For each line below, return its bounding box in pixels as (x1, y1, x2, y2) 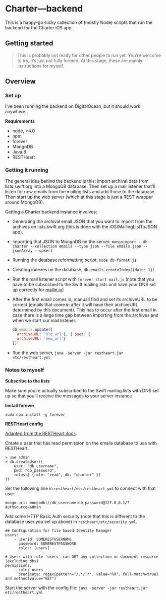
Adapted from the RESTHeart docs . (5, 430, 77, 436)
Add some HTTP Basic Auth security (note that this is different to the (5, 513, 145, 519)
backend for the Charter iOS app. (5, 24, 73, 30)
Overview (5, 77, 36, 86)
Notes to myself (5, 367, 45, 374)
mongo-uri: (5, 500, 28, 505)
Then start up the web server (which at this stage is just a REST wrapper (5, 194, 153, 200)
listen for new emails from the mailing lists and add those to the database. (5, 188, 156, 194)
